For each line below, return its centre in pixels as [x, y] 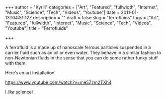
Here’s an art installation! [31, 73]
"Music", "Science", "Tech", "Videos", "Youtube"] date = [63, 12]
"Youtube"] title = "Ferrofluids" [37, 28]
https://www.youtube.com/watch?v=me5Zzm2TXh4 [58, 82]
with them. [16, 63]
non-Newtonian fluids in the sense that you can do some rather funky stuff [82, 58]
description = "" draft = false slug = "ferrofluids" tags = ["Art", [96, 18]
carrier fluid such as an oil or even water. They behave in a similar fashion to [83, 52]
